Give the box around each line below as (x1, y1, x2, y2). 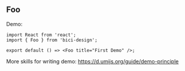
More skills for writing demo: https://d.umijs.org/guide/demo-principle (6, 57, 179, 64)
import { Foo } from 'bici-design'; (6, 37, 98, 43)
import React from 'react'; (6, 32, 77, 38)
